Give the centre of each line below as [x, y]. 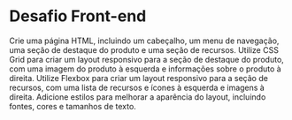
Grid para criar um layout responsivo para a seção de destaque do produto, [147, 59]
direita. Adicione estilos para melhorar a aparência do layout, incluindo [138, 97]
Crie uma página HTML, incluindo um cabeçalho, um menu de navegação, [144, 41]
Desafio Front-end [78, 16]
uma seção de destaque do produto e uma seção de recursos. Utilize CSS [144, 49]
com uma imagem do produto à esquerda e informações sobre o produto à [145, 69]
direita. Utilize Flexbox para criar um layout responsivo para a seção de [138, 78]
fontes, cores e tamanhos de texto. [73, 106]
